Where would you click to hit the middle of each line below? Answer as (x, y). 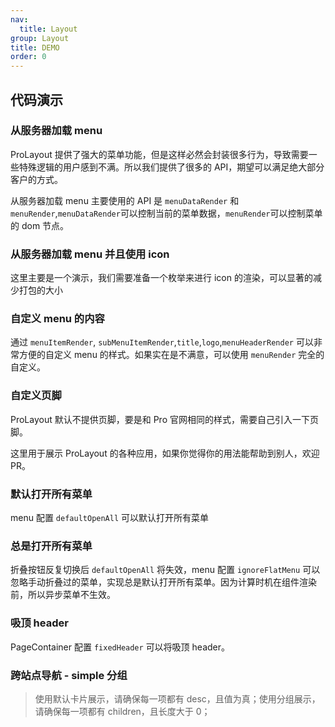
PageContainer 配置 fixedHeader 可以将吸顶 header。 (120, 647)
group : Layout (40, 38)
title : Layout (48, 29)
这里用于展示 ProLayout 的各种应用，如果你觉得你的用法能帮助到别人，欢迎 (165, 453)
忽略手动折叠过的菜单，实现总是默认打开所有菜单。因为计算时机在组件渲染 (163, 582)
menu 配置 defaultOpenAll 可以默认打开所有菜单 (110, 517)
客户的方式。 (36, 179)
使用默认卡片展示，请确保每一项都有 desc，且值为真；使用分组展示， (177, 698)
